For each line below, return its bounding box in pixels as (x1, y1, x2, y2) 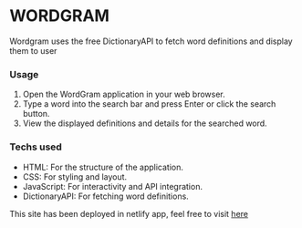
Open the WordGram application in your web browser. (22, 88, 225, 100)
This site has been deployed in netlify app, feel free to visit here (9, 208, 249, 219)
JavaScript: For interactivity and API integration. (22, 181, 203, 192)
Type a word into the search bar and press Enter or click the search (22, 98, 276, 109)
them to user (9, 45, 57, 56)
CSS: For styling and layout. (22, 171, 128, 182)
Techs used (9, 140, 62, 153)
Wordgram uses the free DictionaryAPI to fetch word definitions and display (9, 36, 294, 47)
